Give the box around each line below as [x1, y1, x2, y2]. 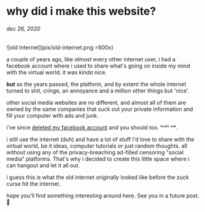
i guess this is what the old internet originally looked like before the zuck [6, 173, 189, 181]
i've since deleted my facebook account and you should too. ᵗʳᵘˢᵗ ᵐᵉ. [6, 124, 178, 131]
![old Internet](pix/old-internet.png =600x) [6, 44, 114, 51]
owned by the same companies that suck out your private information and [6, 105, 193, 113]
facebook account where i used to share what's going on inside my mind [6, 62, 190, 70]
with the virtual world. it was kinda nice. [6, 69, 107, 76]
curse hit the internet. [6, 180, 61, 187]
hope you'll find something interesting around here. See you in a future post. [6, 192, 199, 200]
